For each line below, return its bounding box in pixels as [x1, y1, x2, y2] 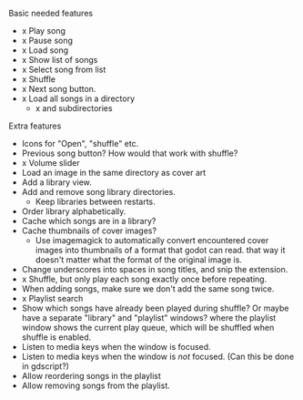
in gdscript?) [21, 361, 70, 372]
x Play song [21, 26, 66, 36]
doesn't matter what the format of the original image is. [35, 254, 243, 265]
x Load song [21, 45, 69, 56]
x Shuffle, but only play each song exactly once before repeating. [21, 273, 268, 284]
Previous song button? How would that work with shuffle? [21, 148, 238, 159]
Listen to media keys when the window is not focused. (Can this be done [21, 351, 295, 362]
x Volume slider [21, 158, 80, 168]
